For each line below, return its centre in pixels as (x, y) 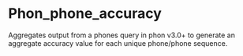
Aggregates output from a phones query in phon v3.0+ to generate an (121, 35)
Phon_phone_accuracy (85, 14)
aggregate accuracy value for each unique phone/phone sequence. (118, 43)
